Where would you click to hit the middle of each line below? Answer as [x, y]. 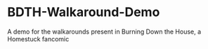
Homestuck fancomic [38, 38]
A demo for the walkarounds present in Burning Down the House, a [104, 31]
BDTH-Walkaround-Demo [84, 12]
